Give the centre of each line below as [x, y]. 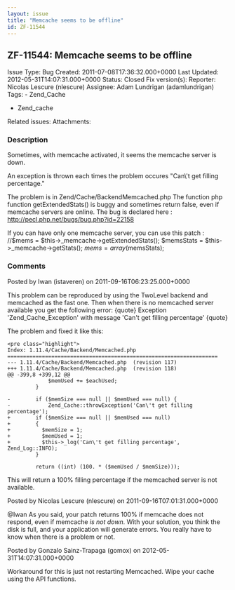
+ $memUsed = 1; [45, 436]
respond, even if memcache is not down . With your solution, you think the [114, 522]
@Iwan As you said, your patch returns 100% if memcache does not [106, 514]
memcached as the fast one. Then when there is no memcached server [110, 302]
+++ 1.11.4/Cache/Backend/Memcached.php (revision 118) [92, 368]
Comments [26, 266]
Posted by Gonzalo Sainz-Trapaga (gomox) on [74, 550]
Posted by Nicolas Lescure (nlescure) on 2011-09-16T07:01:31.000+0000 [113, 501]
